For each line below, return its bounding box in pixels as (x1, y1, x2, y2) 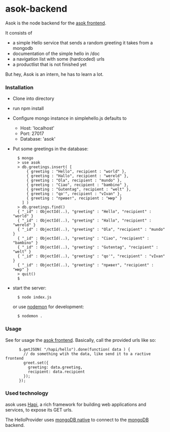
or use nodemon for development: (12, 304, 84, 310)
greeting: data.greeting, (27, 365, 83, 370)
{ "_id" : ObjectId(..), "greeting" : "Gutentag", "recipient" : (17, 245, 158, 250)
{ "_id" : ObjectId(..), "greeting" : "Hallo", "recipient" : (17, 218, 152, 223)
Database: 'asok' (20, 136, 56, 142)
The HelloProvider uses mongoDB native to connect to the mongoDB (5, 416, 149, 423)
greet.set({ (23, 360, 49, 365)
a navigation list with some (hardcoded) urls (12, 56, 105, 62)
